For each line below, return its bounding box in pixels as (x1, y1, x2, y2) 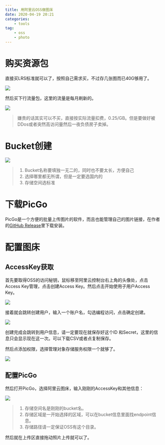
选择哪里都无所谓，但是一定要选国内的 (24, 173, 103, 179)
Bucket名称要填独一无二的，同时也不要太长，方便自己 (24, 167, 134, 173)
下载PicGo (5, 199, 48, 210)
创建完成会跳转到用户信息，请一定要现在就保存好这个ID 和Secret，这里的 (5, 329, 154, 335)
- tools (14, 21, 30, 26)
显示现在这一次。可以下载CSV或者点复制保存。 (18, 335, 114, 341)
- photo (14, 35, 30, 40)
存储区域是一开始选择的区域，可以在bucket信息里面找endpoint (24, 411, 152, 417)
